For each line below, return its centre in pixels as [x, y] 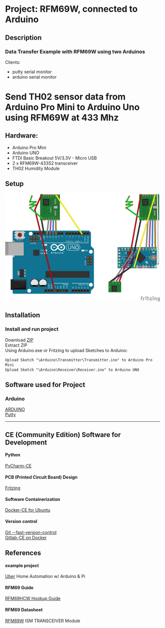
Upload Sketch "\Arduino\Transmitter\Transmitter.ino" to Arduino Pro [79, 360]
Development [26, 442]
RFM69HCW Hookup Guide [33, 599]
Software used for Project [45, 385]
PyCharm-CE [18, 466]
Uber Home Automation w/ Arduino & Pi [45, 576]
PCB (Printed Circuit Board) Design [41, 477]
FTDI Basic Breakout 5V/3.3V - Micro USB [55, 158]
